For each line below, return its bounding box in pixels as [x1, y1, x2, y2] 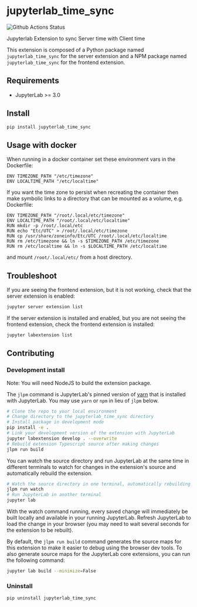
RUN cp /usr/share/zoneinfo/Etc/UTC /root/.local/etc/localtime [6, 233, 167, 239]
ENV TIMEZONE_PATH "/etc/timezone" [6, 173, 94, 180]
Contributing [6, 348, 55, 359]
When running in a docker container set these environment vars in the [6, 156, 175, 163]
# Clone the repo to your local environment [6, 408, 117, 414]
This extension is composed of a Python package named [6, 46, 144, 53]
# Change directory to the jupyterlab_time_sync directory [6, 414, 154, 420]
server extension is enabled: [6, 292, 75, 300]
